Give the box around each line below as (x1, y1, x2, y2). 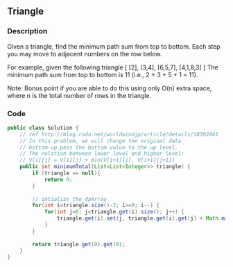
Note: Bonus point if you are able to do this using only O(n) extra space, (7, 83, 212, 92)
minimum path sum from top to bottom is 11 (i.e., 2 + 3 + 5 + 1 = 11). (7, 70, 198, 79)
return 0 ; (44, 176, 73, 183)
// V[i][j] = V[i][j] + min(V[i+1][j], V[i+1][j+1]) (19, 156, 175, 164)
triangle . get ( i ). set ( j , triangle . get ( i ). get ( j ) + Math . (56, 215, 222, 222)
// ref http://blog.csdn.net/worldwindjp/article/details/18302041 (19, 131, 218, 138)
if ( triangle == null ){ (32, 170, 101, 177)
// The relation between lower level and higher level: (19, 150, 185, 157)
